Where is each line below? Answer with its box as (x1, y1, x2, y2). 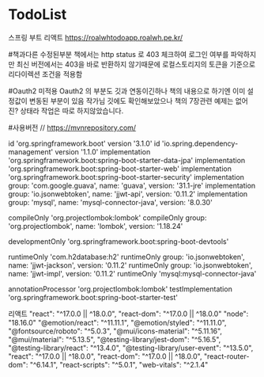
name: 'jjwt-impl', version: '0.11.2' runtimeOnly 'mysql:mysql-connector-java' (8, 268, 257, 278)
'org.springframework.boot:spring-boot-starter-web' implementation (8, 164, 232, 173)
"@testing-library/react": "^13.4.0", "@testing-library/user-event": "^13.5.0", (8, 343, 254, 352)
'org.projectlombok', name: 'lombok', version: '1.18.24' (8, 221, 183, 230)
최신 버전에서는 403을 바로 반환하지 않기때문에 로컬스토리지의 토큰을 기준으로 (16, 59, 255, 69)
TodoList (8, 6, 67, 24)
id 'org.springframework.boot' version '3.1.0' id (8, 139, 160, 148)
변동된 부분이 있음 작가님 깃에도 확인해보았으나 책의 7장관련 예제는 (28, 96, 234, 105)
